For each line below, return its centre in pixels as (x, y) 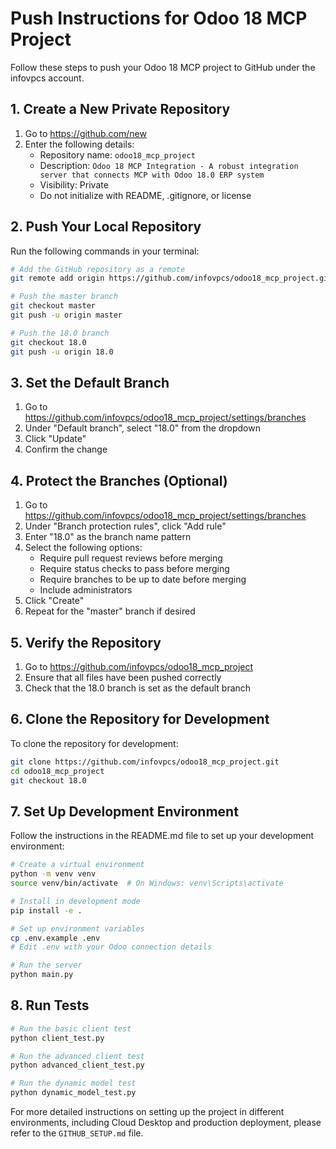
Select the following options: (83, 548)
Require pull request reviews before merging (131, 558)
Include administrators (86, 590)
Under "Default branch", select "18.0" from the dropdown (142, 428)
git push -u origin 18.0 (62, 352)
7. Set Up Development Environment (124, 811)
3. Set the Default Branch (90, 382)
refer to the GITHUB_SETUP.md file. (77, 1133)
